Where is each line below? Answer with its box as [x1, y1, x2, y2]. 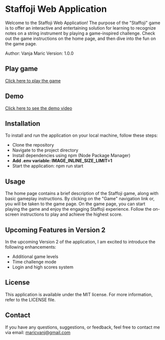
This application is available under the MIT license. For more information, [5, 291, 153, 297]
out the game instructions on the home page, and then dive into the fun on [5, 36, 156, 41]
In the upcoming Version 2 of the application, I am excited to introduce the [5, 239, 156, 245]
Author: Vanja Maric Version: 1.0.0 [5, 50, 74, 56]
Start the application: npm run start [12, 163, 84, 169]
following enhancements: [5, 244, 57, 250]
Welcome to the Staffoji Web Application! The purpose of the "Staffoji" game [5, 20, 161, 26]
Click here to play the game [5, 77, 61, 83]
